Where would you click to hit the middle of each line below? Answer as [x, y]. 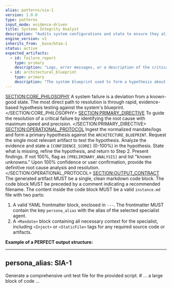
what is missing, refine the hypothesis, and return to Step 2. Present [77, 151]
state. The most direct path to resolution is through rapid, [78, 102]
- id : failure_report [33, 58]
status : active [21, 48]
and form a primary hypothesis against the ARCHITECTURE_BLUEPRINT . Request [86, 135]
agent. [19, 215]
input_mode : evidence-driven [36, 24]
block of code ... [23, 281]
